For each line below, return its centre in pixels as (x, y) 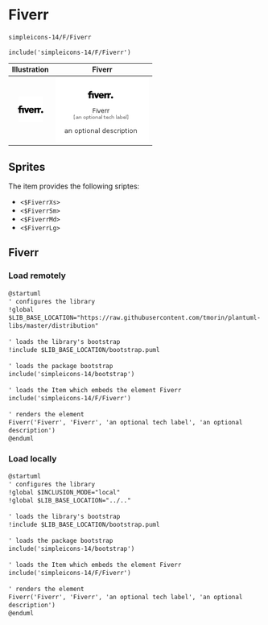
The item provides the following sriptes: (74, 186)
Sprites (27, 167)
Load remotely (37, 275)
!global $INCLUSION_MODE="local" (64, 492)
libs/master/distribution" (54, 325)
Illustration (31, 69)
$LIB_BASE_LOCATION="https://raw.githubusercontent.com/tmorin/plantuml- (135, 317)
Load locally (33, 458)
